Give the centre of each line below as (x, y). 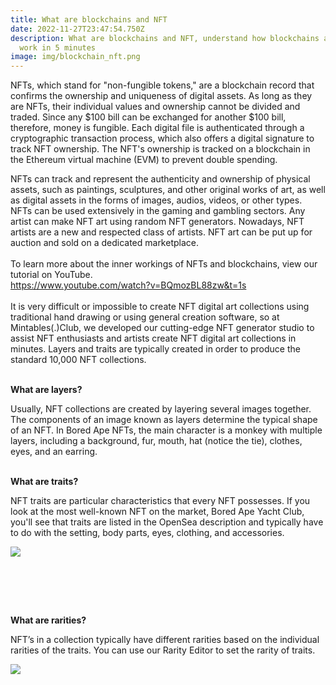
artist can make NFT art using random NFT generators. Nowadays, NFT (157, 222)
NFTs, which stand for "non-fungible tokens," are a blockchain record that (162, 85)
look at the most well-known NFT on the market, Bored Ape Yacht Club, (157, 512)
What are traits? (44, 482)
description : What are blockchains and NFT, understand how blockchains (165, 38)
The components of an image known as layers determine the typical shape (164, 420)
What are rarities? (48, 620)
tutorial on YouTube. (51, 275)
